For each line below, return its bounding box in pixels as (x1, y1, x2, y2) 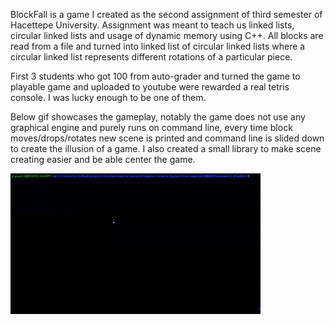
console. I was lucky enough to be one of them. (10, 92, 207, 103)
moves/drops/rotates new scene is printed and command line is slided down (10, 132, 325, 144)
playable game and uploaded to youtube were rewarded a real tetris (10, 81, 290, 93)
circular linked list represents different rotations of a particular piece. (10, 51, 293, 63)
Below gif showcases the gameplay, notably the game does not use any (10, 111, 306, 123)
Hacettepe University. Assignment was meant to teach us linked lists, (10, 19, 295, 31)
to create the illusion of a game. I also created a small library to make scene (10, 143, 322, 154)
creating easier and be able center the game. (10, 154, 196, 165)
